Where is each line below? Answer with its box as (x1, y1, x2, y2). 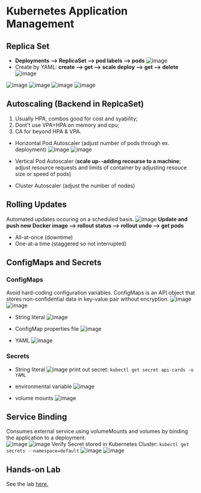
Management (6, 17, 75, 31)
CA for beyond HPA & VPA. (14, 128, 82, 135)
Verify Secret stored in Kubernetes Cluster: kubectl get (51, 441, 190, 448)
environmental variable (14, 383, 72, 390)
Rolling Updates (6, 199, 67, 210)
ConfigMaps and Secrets (6, 257, 102, 268)
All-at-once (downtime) (14, 233, 73, 240)
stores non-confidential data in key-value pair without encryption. (6, 295, 169, 303)
